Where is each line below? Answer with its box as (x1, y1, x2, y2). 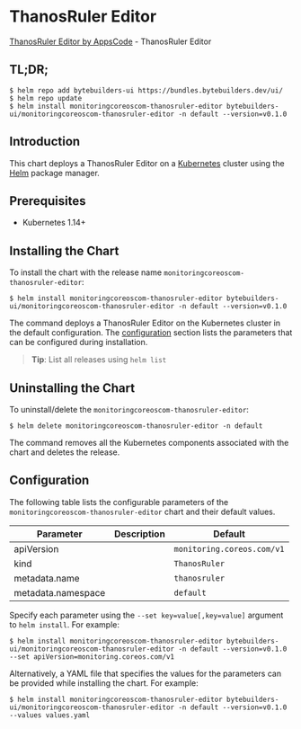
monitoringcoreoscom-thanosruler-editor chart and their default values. (9, 506, 276, 517)
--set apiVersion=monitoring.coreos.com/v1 (9, 652, 175, 662)
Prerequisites (9, 193, 86, 209)
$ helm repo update (9, 93, 83, 102)
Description (113, 528, 166, 540)
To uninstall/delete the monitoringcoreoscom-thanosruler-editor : (9, 405, 250, 414)
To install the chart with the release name (9, 267, 163, 278)
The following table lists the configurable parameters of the (9, 496, 229, 507)
